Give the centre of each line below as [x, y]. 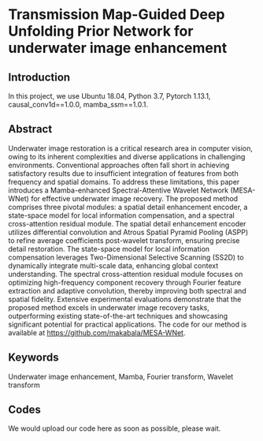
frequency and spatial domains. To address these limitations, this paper [124, 181]
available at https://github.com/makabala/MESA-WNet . [97, 332]
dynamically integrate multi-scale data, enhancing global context [113, 265]
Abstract [30, 129]
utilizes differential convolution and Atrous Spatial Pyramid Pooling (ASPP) [128, 232]
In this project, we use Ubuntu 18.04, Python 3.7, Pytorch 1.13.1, [109, 96]
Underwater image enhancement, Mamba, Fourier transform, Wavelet [121, 376]
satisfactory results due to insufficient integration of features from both [123, 173]
